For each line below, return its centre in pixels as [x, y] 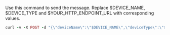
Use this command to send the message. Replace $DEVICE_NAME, [75, 8]
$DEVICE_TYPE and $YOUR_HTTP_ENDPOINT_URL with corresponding [80, 13]
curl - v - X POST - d [26, 27]
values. [13, 18]
